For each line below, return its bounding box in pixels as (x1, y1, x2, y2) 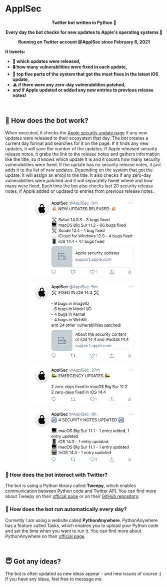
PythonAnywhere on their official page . (5, 533, 86, 539)
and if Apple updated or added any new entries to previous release (12, 87, 154, 93)
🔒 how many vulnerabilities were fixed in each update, (12, 63, 127, 70)
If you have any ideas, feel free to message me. (5, 576, 103, 582)
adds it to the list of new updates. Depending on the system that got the (5, 167, 153, 173)
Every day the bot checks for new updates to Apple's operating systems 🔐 (5, 29, 162, 35)
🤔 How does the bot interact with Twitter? (5, 472, 108, 479)
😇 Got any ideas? (5, 558, 61, 566)
